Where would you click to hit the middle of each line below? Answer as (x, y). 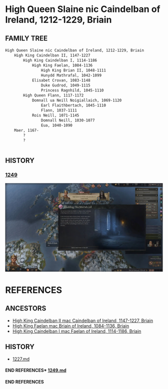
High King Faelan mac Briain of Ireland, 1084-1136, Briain (70, 325)
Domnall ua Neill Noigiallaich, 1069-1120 (77, 100)
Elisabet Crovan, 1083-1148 (61, 80)
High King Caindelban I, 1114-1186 (60, 60)
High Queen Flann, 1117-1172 (53, 95)
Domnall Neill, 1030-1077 (68, 120)
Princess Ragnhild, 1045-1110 (72, 90)
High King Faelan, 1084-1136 (62, 65)
